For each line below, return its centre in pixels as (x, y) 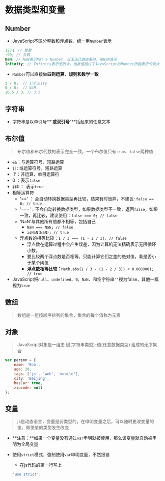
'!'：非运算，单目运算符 (36, 174)
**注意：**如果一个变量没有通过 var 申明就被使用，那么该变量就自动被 (82, 438)
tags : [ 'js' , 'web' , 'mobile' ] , (47, 374)
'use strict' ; (27, 475)
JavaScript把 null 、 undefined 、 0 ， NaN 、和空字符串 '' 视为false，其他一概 (85, 279)
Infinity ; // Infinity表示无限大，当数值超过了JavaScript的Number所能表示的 (79, 64)
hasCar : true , (28, 383)
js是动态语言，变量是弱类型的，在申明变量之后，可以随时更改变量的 (85, 422)
